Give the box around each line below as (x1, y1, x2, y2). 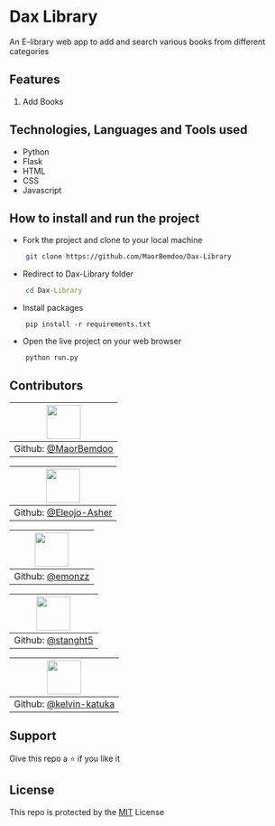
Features (9, 72, 60, 88)
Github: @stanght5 (14, 634, 94, 646)
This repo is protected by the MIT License (9, 806, 165, 817)
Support (9, 728, 57, 744)
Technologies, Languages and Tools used (9, 122, 248, 137)
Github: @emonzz (14, 569, 90, 582)
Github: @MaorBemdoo (14, 442, 114, 455)
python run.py (25, 353, 78, 362)
